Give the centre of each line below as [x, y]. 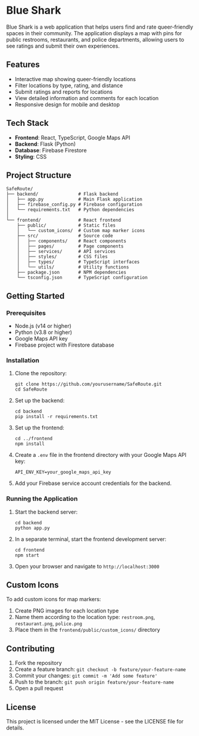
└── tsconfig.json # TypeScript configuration [82, 278]
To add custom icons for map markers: [54, 599]
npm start [27, 555]
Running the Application [42, 499]
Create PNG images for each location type [67, 611]
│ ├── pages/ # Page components [70, 246]
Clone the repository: [41, 373]
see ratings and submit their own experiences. [63, 46]
